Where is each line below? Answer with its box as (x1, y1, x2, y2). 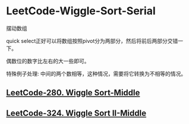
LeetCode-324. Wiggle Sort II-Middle (6, 108, 147, 118)
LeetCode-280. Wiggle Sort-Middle (6, 88, 140, 98)
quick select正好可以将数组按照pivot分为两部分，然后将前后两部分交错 (6, 37, 178, 44)
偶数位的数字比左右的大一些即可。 (6, 57, 90, 64)
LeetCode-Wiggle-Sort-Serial (6, 4, 156, 18)
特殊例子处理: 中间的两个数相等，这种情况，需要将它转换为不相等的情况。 (6, 70, 186, 77)
